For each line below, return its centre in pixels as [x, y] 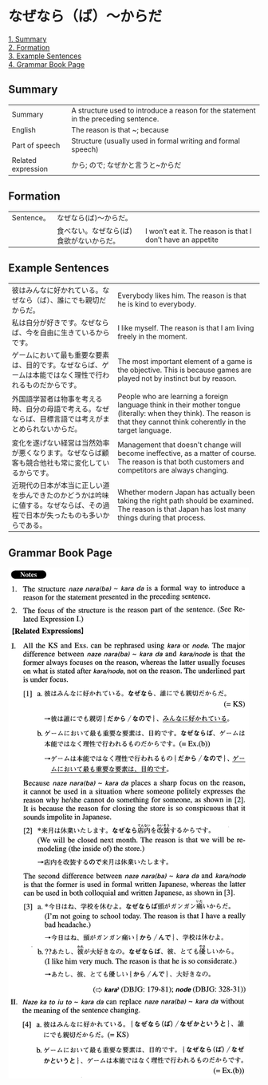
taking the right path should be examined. [185, 501]
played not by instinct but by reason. [177, 378]
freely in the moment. [152, 336]
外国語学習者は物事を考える [57, 398]
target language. [144, 430]
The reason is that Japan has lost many [182, 509]
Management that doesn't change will [179, 445]
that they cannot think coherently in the [182, 422]
